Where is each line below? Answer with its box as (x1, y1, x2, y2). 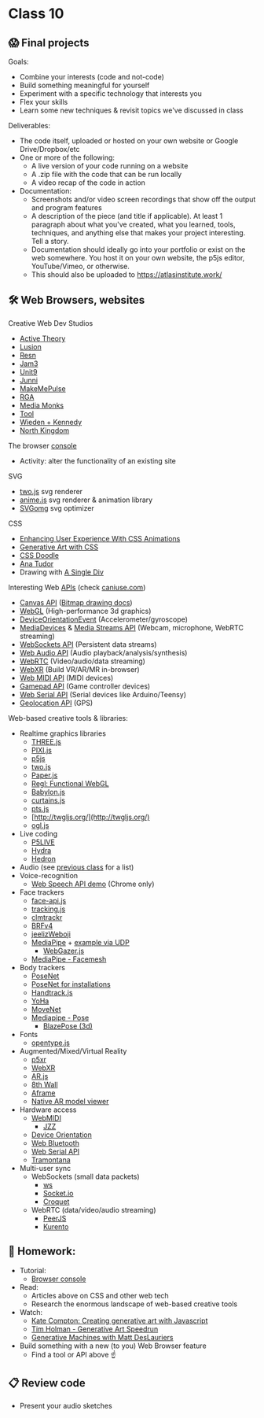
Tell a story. (31, 237, 69, 246)
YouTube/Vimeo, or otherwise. (31, 261, 130, 271)
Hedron (31, 854, 57, 863)
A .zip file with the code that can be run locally (31, 170, 182, 179)
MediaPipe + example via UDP (31, 937, 130, 947)
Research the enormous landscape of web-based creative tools (31, 1299, 238, 1309)
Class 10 (8, 5, 64, 23)
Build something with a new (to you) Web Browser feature (19, 1341, 207, 1350)
